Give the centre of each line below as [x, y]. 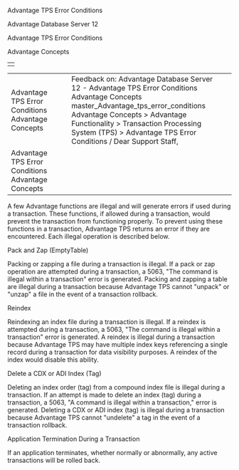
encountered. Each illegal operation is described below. [89, 236]
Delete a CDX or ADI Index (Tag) [54, 374]
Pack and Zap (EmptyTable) [48, 250]
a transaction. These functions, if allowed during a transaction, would [109, 214]
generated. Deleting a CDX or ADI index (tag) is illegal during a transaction [116, 410]
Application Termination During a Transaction [74, 439]
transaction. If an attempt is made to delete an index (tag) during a [104, 395]
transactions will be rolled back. [54, 460]
